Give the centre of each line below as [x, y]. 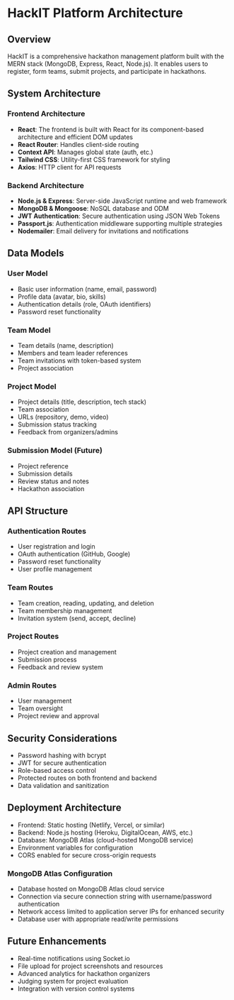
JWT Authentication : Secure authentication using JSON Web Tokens [119, 216]
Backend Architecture [46, 185]
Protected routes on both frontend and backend [87, 778]
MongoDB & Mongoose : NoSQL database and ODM [93, 208]
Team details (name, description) [66, 345]
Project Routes [33, 637]
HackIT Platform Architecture [95, 13]
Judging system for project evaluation [73, 981]
